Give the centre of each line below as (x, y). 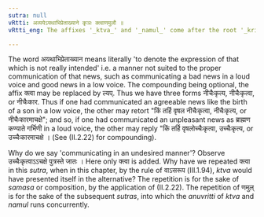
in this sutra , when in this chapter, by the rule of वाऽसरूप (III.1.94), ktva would (130, 171)
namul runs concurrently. (49, 204)
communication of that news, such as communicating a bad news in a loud (129, 76)
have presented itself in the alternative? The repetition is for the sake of (124, 179)
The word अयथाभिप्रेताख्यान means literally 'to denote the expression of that (124, 59)
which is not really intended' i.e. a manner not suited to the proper (115, 68)
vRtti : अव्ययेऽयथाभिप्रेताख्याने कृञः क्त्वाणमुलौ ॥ (66, 23)
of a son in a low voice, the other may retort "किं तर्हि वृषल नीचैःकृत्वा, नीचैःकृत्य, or (128, 111)
